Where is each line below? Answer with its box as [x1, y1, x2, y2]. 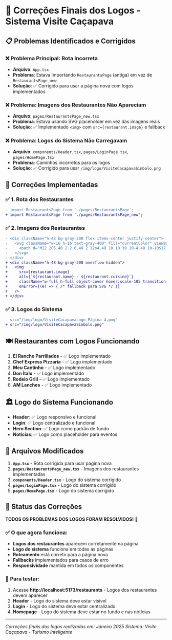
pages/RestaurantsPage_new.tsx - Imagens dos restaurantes [12, 466, 139, 472]
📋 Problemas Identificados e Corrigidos [5, 36, 136, 45]
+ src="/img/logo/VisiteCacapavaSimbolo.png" [5, 322, 104, 327]
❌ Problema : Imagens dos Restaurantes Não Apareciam [5, 101, 146, 108]
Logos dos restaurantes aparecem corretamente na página [12, 541, 139, 547]
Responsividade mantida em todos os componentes [12, 562, 124, 569]
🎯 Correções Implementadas [5, 180, 98, 189]
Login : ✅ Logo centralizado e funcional [12, 420, 96, 426]
